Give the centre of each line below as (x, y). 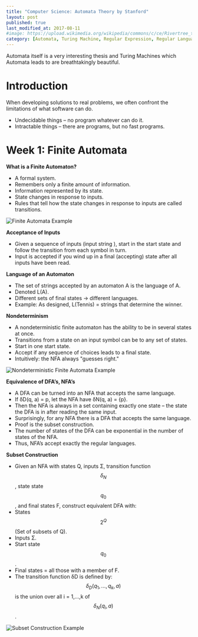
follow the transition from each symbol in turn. (70, 250)
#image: (16, 34)
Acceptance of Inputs (33, 232)
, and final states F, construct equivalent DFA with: (75, 506)
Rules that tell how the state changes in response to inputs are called (98, 203)
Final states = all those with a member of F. (67, 570)
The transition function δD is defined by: (64, 576)
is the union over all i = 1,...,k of (52, 596)
